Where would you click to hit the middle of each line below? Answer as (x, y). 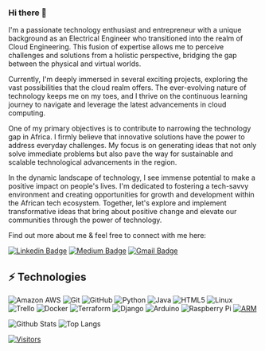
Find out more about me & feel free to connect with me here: (107, 236)
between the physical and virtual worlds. (75, 64)
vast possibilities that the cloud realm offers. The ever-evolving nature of (127, 88)
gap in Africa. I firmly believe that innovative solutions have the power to (127, 137)
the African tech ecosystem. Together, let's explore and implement (117, 203)
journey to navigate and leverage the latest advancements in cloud (117, 105)
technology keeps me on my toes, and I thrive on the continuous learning (128, 96)
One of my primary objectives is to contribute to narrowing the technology (130, 129)
